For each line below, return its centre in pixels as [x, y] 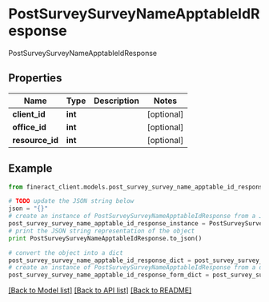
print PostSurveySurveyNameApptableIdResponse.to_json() [105, 238]
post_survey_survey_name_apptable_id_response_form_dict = [109, 275]
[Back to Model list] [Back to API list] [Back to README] [100, 290]
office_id [29, 127]
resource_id [35, 140]
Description [116, 101]
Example [30, 169]
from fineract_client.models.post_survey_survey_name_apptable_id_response [137, 187]
